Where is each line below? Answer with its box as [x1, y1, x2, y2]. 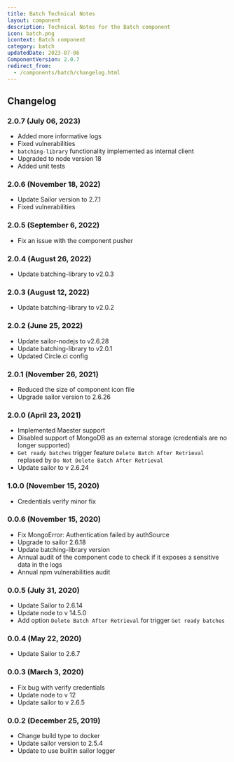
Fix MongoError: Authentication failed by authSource [17, 530, 170, 539]
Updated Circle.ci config [17, 352, 88, 360]
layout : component [7, 17, 61, 24]
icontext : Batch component [7, 37, 86, 44]
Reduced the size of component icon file [17, 385, 135, 393]
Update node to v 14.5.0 [17, 609, 87, 617]
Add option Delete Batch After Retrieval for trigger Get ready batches [17, 616, 226, 625]
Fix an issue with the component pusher [17, 236, 134, 244]
